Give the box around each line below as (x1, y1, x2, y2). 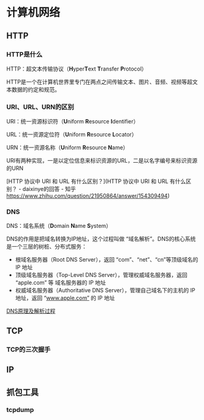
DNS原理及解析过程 (6, 308, 56, 315)
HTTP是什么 (6, 50, 43, 58)
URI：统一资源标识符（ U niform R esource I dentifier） (6, 118, 139, 125)
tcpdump (6, 406, 34, 414)
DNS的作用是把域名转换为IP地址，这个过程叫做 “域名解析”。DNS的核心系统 (6, 235, 196, 243)
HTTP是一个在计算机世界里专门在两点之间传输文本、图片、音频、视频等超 (6, 78, 193, 85)
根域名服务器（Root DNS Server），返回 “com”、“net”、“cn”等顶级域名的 (15, 256, 198, 263)
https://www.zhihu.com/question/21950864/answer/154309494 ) (6, 192, 170, 200)
